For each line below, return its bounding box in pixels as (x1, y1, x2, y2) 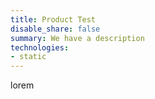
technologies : (10, 42, 70, 53)
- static (10, 52, 47, 62)
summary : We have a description (10, 33, 145, 43)
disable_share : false (10, 24, 101, 34)
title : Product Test (10, 14, 97, 25)
